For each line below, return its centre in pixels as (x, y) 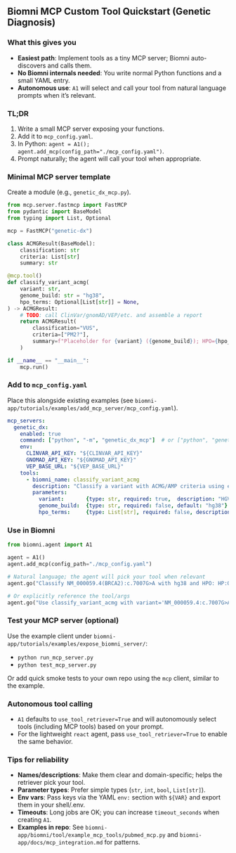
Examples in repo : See (51, 827)
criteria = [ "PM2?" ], (61, 335)
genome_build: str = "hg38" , (63, 295)
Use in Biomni (31, 530)
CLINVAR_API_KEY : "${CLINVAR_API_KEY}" (84, 454)
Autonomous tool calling (50, 704)
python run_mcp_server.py (55, 658)
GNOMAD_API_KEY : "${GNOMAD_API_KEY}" (81, 460)
